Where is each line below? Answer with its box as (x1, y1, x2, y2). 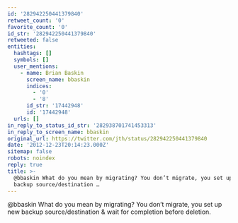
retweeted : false (7, 37, 59, 44)
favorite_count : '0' (7, 23, 69, 30)
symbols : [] (13, 56, 50, 64)
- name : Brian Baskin (20, 69, 84, 76)
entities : (7, 43, 37, 50)
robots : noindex (7, 155, 55, 162)
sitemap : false (7, 148, 52, 155)
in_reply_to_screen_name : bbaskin (7, 128, 110, 135)
